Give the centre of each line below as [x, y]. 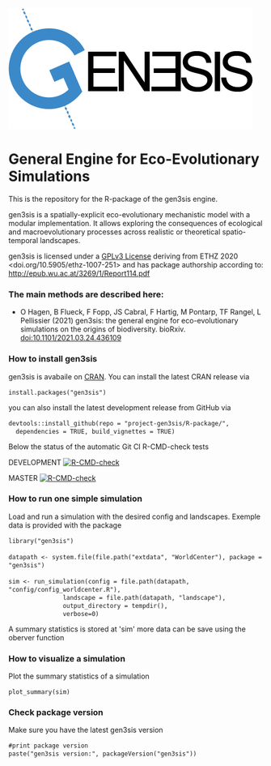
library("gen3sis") [41, 541]
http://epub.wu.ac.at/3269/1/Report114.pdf [79, 273]
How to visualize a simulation [67, 658]
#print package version [49, 746]
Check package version [56, 713]
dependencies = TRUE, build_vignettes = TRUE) [95, 431]
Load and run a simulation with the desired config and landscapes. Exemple [135, 516]
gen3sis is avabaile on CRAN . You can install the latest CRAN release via [129, 376]
